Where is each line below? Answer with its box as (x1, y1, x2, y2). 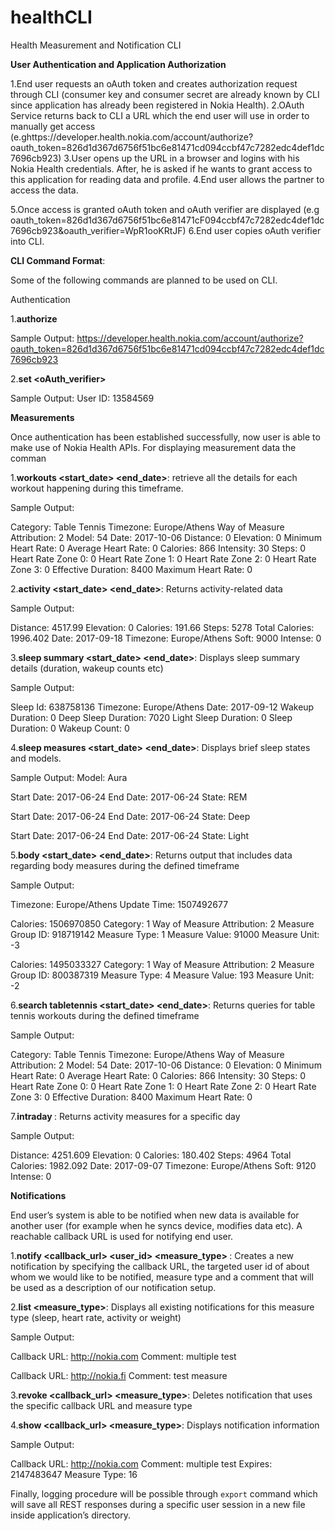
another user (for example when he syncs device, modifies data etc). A (10, 1219, 303, 1231)
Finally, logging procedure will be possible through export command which (10, 1487, 318, 1500)
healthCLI (10, 6, 93, 29)
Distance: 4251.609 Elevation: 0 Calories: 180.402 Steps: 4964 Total (10, 1149, 292, 1161)
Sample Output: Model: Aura (10, 771, 128, 783)
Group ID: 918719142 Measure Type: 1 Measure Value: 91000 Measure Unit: (10, 928, 320, 940)
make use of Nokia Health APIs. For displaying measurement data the (10, 441, 297, 453)
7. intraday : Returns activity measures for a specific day (10, 1110, 241, 1122)
